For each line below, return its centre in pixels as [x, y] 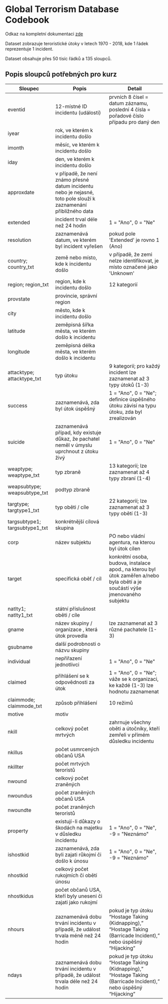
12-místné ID [71, 106]
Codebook [27, 20]
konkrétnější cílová [77, 521]
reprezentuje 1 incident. [29, 49]
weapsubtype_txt [28, 493]
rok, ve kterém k [74, 130]
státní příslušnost [75, 609]
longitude [19, 351]
